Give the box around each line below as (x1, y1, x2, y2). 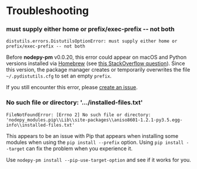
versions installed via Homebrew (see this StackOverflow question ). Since (6, 60, 185, 67)
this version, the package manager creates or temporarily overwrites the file (6, 66, 191, 73)
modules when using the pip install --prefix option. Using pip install (6, 138, 184, 146)
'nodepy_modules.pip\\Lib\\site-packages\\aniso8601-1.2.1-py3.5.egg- (6, 117, 183, 123)
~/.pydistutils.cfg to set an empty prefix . (6, 72, 112, 80)
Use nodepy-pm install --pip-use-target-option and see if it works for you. (6, 156, 191, 163)
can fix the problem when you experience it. (26, 145, 133, 152)
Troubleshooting (6, 4, 89, 18)
